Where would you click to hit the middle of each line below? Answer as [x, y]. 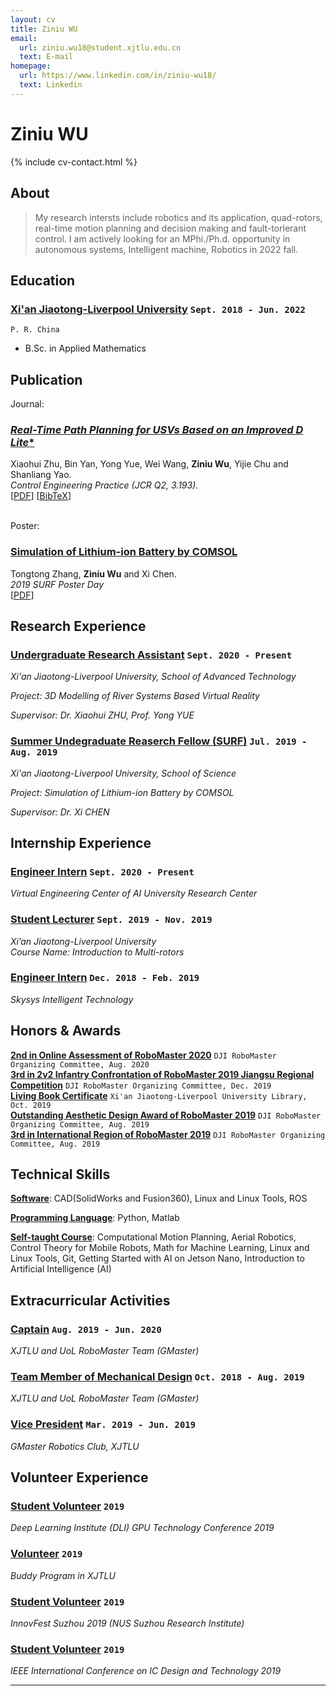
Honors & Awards [66, 1031]
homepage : [31, 66]
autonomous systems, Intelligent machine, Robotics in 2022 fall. [166, 249]
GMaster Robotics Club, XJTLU [75, 1446]
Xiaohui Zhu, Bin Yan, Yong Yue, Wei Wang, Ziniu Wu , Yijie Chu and [149, 464]
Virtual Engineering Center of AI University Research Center [134, 893]
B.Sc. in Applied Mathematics [85, 348]
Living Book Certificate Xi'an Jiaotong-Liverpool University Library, [159, 1095]
